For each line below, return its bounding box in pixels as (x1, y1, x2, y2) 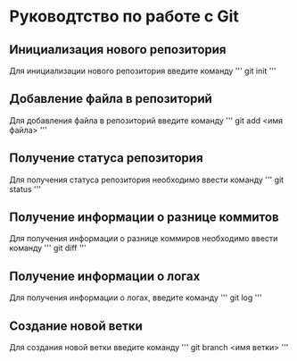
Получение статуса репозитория (9, 150, 203, 166)
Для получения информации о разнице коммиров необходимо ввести (9, 233, 278, 244)
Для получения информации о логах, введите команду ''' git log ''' (9, 292, 262, 303)
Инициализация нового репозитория (9, 42, 227, 57)
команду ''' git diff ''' (9, 243, 87, 254)
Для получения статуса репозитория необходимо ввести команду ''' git (9, 174, 284, 185)
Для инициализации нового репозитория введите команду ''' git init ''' (9, 65, 276, 76)
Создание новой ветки (9, 318, 143, 333)
